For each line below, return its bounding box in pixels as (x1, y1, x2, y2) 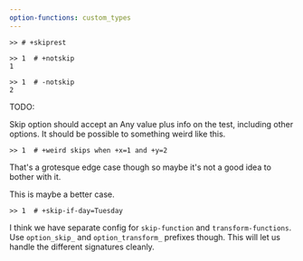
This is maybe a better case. (9, 189, 115, 200)
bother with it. (9, 171, 62, 182)
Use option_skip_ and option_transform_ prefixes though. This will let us (9, 231, 280, 242)
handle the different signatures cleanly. (9, 241, 156, 252)
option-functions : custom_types (9, 13, 131, 23)
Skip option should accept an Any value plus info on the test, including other (9, 118, 294, 129)
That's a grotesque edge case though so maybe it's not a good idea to (9, 162, 271, 172)
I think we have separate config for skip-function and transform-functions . (9, 222, 292, 233)
